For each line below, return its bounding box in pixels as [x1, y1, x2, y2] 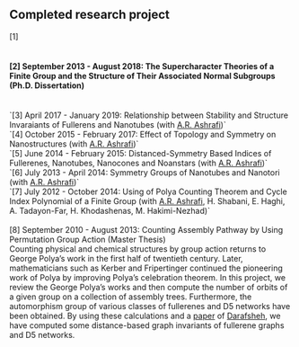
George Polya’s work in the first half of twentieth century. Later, [9, 254, 244, 264]
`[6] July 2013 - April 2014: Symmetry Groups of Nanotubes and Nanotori [9, 167, 280, 178]
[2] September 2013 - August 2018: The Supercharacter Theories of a [9, 61, 275, 72]
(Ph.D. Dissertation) [9, 80, 85, 91]
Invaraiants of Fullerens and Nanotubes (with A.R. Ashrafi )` [9, 120, 226, 130]
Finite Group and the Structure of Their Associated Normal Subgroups [9, 71, 276, 82]
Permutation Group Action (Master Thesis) [9, 234, 166, 245]
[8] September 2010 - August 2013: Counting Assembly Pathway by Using [9, 225, 284, 236]
